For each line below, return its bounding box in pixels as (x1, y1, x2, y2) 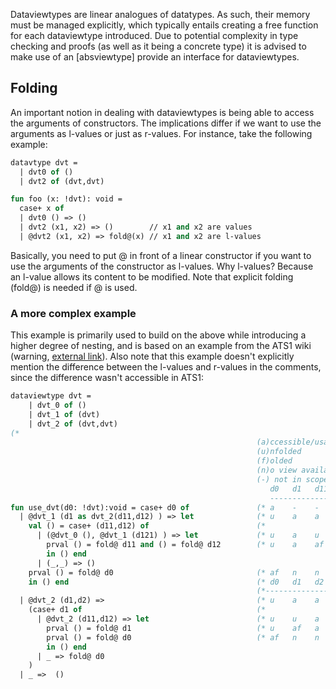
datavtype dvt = (10, 157, 78, 168)
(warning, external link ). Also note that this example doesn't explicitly (10, 350, 295, 363)
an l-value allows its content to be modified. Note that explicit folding (10, 270, 294, 283)
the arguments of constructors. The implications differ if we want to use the (10, 117, 322, 129)
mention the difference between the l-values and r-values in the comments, (10, 361, 322, 373)
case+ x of (19, 204, 65, 214)
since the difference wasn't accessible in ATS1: (10, 372, 204, 384)
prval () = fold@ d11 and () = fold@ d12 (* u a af (46, 540, 325, 550)
